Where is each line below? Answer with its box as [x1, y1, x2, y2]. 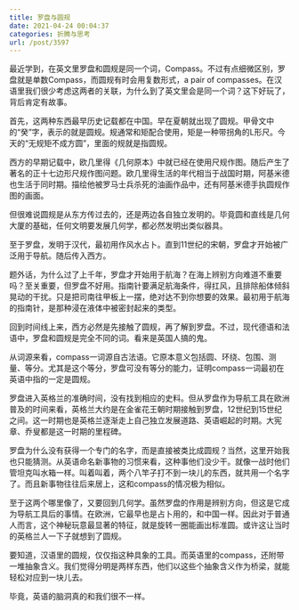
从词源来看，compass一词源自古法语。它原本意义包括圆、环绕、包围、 [9, 352, 270, 362]
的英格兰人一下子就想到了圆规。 [9, 531, 126, 541]
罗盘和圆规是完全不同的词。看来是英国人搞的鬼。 [32, 333, 212, 344]
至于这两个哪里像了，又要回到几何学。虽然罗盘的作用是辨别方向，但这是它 [9, 498, 282, 508]
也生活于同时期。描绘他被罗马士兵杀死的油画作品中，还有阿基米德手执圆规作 [9, 179, 290, 190]
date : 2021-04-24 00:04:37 [9, 21, 109, 30]
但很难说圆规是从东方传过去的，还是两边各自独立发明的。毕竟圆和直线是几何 [9, 209, 290, 220]
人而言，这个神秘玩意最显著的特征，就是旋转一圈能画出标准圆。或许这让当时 [9, 520, 290, 531]
